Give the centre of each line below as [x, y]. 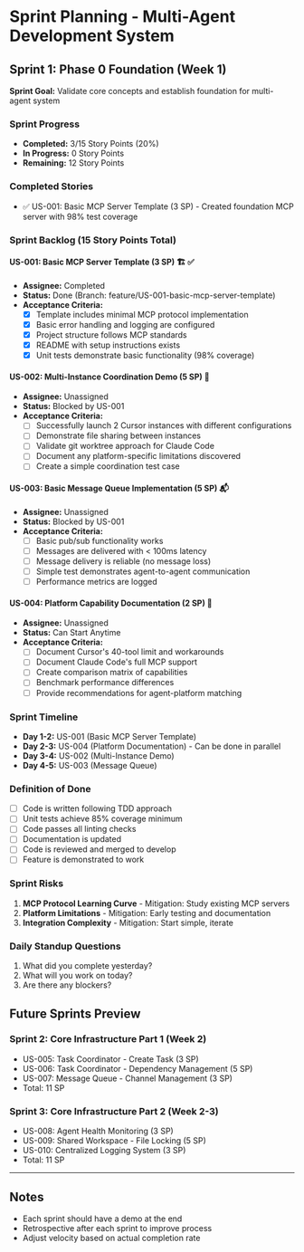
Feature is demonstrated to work [83, 860]
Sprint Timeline [44, 717]
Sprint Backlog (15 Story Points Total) [93, 240]
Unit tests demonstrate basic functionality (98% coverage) [145, 355]
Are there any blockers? [67, 985]
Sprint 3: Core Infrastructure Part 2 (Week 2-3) [114, 1111]
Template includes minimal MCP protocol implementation [142, 314]
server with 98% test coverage [80, 216]
